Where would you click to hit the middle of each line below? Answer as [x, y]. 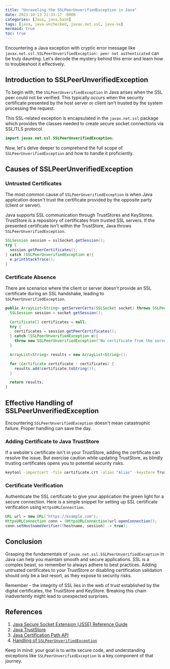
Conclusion [24, 542]
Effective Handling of [39, 403]
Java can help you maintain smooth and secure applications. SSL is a [77, 559]
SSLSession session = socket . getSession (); [56, 313]
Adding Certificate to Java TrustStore [52, 441]
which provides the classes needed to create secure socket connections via [84, 123]
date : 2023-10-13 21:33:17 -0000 [40, 15]
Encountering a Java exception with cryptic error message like [70, 48]
